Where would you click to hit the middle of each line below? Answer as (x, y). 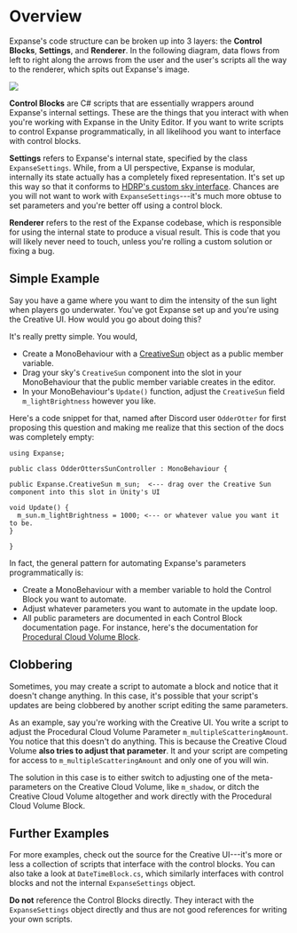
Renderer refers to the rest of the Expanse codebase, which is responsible (145, 222)
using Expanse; (37, 453)
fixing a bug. (32, 251)
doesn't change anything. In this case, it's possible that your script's (134, 696)
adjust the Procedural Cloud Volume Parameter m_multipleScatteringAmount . (149, 731)
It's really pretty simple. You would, (73, 336)
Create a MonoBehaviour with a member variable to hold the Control (147, 589)
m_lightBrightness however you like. (89, 401)
